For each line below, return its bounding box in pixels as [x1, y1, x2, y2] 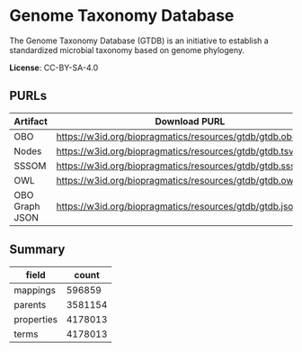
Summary [9, 242, 66, 257]
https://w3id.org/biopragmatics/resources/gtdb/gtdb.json [56, 200, 299, 212]
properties [13, 312, 58, 325]
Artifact [13, 114, 48, 127]
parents [13, 298, 47, 311]
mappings [13, 284, 57, 296]
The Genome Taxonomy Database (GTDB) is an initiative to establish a [9, 35, 270, 46]
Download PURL [155, 114, 226, 127]
